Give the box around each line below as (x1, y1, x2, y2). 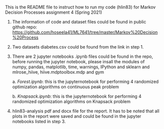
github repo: (12, 24, 37, 30)
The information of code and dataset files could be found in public (12, 19, 146, 25)
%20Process (12, 34, 39, 40)
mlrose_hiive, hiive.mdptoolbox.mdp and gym (12, 69, 104, 75)
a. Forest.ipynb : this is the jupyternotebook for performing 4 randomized (12, 78, 159, 84)
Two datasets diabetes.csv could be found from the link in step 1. (12, 44, 144, 50)
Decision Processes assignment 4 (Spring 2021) (5, 9, 102, 15)
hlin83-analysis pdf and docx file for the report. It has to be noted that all (12, 108, 160, 114)
